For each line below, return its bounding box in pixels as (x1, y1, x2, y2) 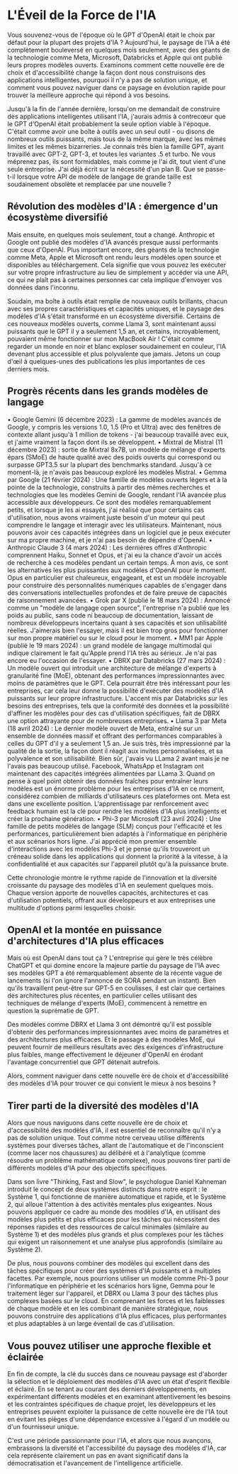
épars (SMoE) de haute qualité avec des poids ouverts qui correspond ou (7, 452, 222, 461)
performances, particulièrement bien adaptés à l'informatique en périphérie (7, 830, 228, 838)
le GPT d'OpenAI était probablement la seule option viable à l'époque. (7, 119, 211, 128)
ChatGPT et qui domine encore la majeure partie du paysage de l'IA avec (7, 961, 220, 970)
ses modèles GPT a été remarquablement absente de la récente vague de (7, 968, 222, 978)
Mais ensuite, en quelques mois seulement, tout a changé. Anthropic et (7, 230, 215, 239)
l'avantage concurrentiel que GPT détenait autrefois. (7, 1058, 161, 1066)
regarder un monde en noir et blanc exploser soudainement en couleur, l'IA (7, 342, 227, 350)
